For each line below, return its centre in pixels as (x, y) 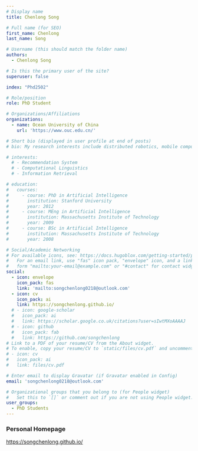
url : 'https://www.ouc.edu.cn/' (56, 130)
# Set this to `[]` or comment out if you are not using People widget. (100, 397)
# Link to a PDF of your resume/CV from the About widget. (80, 343)
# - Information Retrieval (44, 174)
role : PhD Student (29, 103)
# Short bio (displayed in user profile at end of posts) (79, 141)
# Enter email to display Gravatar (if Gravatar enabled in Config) (92, 375)
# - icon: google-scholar (43, 311)
